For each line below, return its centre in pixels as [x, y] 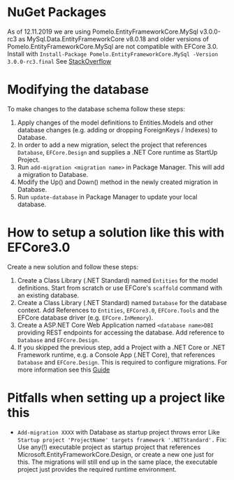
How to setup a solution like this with [116, 233]
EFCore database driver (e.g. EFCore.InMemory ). [85, 317]
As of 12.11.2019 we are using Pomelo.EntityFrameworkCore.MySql [103, 31]
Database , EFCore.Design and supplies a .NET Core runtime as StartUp [117, 152]
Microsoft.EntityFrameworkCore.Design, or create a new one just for [116, 454]
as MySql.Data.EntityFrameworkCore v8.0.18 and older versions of [114, 38]
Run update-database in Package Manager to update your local [107, 197]
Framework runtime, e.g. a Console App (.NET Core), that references [116, 355]
